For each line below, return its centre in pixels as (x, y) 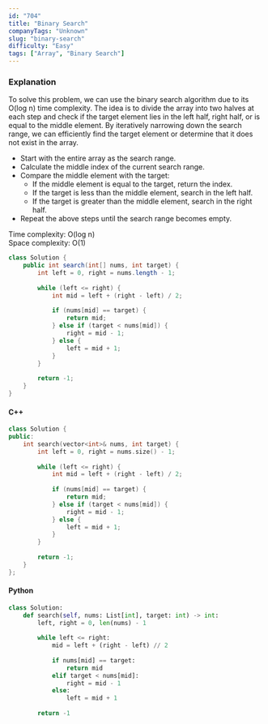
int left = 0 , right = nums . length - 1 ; (106, 273)
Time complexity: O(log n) (52, 234)
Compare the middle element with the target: (95, 176)
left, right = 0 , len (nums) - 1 (92, 623)
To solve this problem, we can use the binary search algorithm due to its (129, 100)
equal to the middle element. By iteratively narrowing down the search (125, 126)
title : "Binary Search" (49, 24)
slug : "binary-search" (47, 39)
